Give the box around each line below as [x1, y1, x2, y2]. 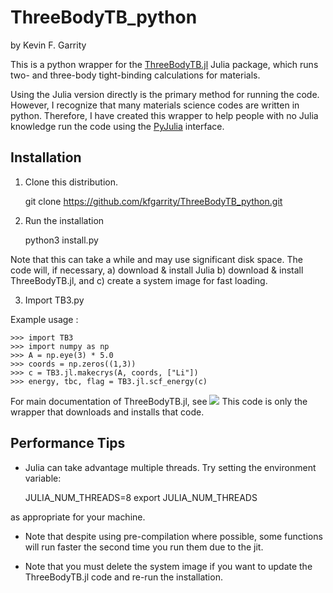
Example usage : [10, 313, 79, 325]
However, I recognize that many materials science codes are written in [10, 99, 300, 111]
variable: [24, 472, 62, 484]
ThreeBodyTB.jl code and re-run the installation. [24, 571, 223, 583]
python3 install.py [24, 234, 99, 246]
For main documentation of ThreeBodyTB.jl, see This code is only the [10, 395, 308, 407]
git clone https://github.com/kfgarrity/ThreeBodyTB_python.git [24, 195, 283, 207]
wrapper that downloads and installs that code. [10, 406, 205, 418]
